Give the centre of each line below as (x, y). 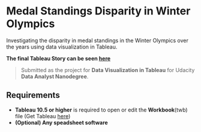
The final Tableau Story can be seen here (58, 58)
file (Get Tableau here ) (43, 116)
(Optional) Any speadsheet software (61, 122)
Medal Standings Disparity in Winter (98, 11)
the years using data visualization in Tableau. (62, 47)
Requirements (33, 95)
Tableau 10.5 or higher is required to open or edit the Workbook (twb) (101, 110)
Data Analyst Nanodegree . (55, 76)
